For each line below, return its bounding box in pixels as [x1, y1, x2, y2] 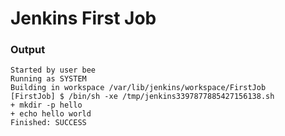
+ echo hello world [10, 109, 92, 119]
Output [10, 43, 46, 57]
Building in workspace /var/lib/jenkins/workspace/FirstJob [10, 83, 267, 93]
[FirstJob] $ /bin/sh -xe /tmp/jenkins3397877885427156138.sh [10, 92, 275, 102]
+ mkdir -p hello [10, 100, 83, 111]
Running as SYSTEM [10, 74, 87, 84]
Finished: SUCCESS [10, 118, 87, 128]
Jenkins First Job [10, 7, 157, 30]
